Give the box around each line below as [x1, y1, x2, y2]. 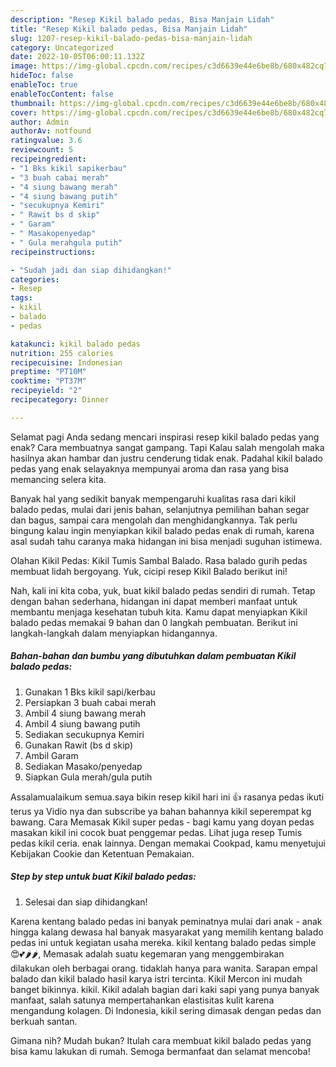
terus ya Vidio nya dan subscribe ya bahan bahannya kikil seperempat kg [10, 805, 312, 817]
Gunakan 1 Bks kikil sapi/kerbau [24, 686, 156, 698]
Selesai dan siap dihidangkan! [24, 896, 148, 908]
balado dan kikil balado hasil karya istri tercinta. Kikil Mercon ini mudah [10, 972, 303, 985]
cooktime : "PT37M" [10, 376, 87, 386]
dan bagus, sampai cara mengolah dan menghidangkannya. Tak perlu [10, 514, 298, 526]
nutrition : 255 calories [10, 348, 114, 358]
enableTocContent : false [10, 89, 114, 99]
